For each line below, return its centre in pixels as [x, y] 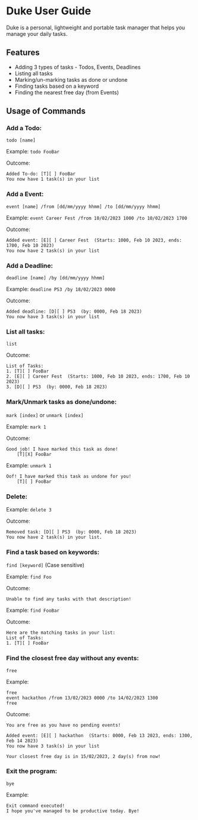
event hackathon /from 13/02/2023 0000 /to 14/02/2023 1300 [82, 698]
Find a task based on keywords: [53, 552]
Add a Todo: [24, 128]
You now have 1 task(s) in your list [53, 179]
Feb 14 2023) [22, 741]
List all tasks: [26, 331]
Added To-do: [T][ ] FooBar [41, 174]
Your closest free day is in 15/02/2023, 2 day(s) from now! [84, 756]
